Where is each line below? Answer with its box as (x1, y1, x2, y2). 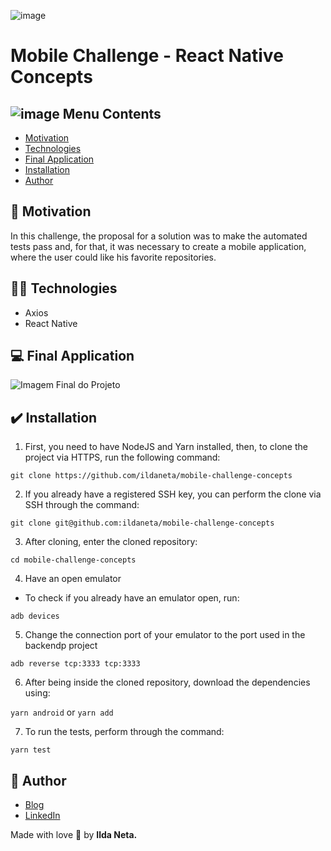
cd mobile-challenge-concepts (10, 555, 137, 565)
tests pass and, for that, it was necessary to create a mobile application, (10, 240, 307, 252)
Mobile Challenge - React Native (10, 45, 284, 67)
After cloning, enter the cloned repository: (24, 536, 198, 548)
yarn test (10, 745, 52, 755)
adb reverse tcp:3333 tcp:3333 (10, 659, 141, 669)
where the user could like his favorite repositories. (10, 251, 217, 263)
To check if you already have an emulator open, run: (24, 592, 240, 604)
